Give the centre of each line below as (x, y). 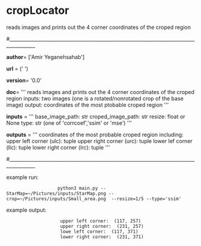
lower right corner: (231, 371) (102, 237)
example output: (26, 210)
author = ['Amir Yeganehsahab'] (45, 57)
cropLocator (38, 11)
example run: (23, 177)
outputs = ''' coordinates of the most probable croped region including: (95, 134)
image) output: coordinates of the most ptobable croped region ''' (88, 105)
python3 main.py (78, 188)
